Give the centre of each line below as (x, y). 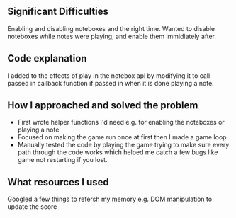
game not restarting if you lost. (62, 160)
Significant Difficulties (58, 12)
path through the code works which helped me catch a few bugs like (118, 152)
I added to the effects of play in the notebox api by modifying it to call (109, 75)
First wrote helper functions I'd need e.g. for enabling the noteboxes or (121, 122)
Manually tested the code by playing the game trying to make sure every (123, 145)
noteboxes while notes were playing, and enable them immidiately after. (112, 36)
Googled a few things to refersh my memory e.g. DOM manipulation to (110, 199)
